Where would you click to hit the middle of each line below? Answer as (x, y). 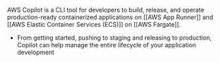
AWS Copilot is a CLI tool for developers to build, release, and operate (106, 10)
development (36, 52)
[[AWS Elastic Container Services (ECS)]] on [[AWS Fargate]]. (94, 24)
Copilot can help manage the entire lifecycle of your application (107, 45)
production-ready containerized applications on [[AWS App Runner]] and (110, 17)
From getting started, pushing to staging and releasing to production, (114, 38)
